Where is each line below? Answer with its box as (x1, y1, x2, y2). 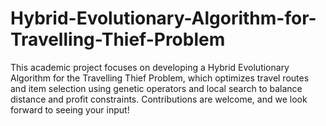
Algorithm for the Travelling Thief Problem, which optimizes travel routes (10, 72, 310, 84)
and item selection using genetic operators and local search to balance (10, 82, 303, 94)
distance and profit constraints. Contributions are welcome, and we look (10, 93, 308, 105)
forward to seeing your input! (10, 103, 130, 116)
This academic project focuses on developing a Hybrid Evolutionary (10, 61, 290, 73)
